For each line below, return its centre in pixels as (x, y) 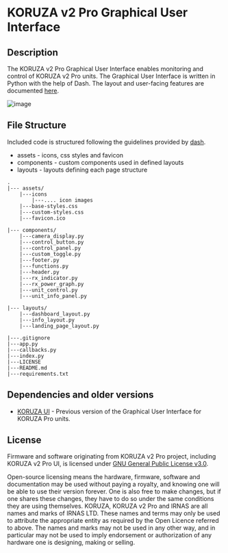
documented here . (33, 91)
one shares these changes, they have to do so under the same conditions (111, 499)
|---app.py (23, 344)
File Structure (37, 126)
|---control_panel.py (50, 248)
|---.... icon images (63, 200)
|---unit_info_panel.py (53, 296)
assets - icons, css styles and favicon (70, 155)
